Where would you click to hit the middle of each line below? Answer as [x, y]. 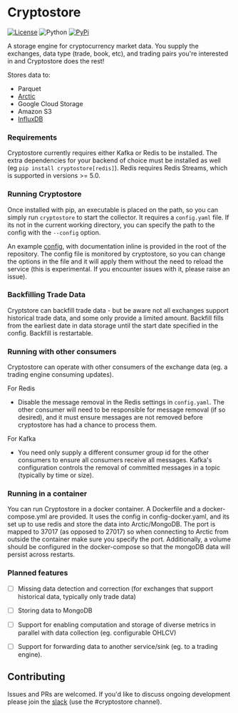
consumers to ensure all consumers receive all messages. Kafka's [115, 460]
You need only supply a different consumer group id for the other [113, 452]
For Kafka [22, 439]
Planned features [38, 573]
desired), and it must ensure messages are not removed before [110, 417]
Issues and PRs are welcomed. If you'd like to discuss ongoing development [119, 694]
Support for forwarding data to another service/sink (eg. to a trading [118, 646]
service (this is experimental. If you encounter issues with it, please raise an [119, 269]
